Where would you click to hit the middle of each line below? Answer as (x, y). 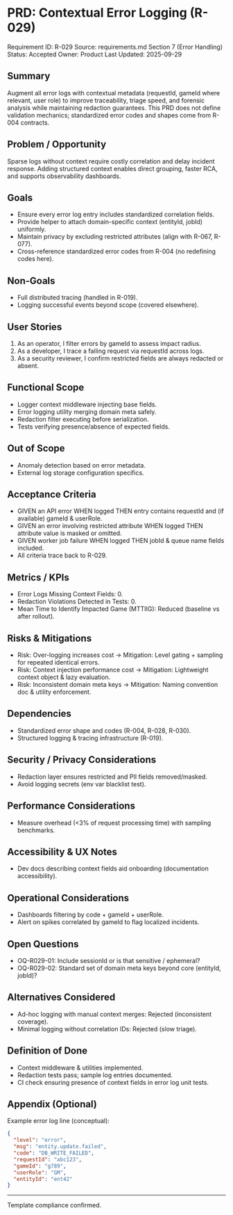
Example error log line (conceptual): (58, 1121)
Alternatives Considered (61, 998)
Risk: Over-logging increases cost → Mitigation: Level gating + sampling (120, 655)
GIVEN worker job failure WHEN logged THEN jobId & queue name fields (121, 541)
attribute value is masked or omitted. (70, 533)
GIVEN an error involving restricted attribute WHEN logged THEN (110, 526)
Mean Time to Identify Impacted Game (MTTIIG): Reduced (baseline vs (118, 609)
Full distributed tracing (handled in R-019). (77, 298)
